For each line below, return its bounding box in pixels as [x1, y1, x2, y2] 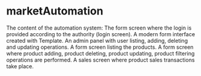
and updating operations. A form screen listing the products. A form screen [6, 43, 194, 51]
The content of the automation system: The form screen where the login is [6, 24, 192, 31]
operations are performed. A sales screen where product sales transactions [6, 56, 195, 63]
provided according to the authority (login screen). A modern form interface [6, 30, 196, 37]
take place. [6, 62, 34, 70]
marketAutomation [6, 4, 104, 18]
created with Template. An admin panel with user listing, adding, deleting [6, 37, 188, 44]
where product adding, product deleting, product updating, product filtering [6, 49, 195, 57]
